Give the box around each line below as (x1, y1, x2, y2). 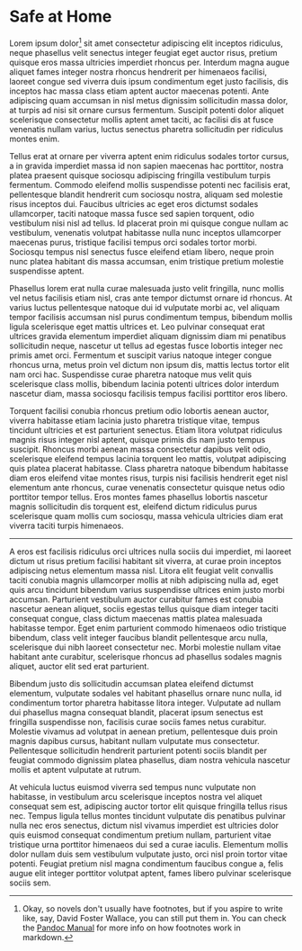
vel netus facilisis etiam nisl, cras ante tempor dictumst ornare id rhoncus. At (9, 292, 293, 303)
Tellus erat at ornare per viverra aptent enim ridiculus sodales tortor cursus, (9, 150, 289, 161)
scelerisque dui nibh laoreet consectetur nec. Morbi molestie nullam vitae (9, 641, 281, 652)
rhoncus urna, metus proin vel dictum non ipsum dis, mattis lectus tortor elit (9, 359, 289, 370)
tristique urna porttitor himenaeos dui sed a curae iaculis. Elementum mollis (9, 839, 289, 849)
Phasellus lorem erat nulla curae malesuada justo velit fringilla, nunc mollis (9, 283, 285, 293)
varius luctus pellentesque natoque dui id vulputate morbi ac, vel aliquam (9, 301, 280, 312)
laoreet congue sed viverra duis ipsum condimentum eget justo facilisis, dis (9, 76, 289, 86)
